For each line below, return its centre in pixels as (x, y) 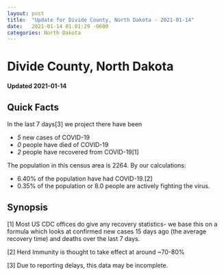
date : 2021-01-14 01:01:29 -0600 (58, 26)
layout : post (26, 13)
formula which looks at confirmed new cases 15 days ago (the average (107, 231)
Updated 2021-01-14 (37, 86)
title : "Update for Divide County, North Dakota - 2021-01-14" (101, 20)
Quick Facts (33, 107)
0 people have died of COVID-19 (63, 144)
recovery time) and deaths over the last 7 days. (74, 238)
